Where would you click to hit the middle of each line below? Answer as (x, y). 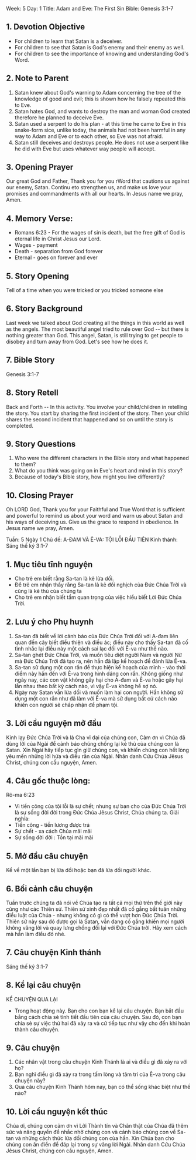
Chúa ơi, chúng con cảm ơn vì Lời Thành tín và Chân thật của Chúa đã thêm (97, 1126)
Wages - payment (36, 245)
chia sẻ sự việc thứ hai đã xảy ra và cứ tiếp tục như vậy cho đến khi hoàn (102, 1023)
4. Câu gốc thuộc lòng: (48, 781)
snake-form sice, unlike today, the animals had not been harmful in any (100, 130)
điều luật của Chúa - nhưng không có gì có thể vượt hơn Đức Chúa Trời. (92, 915)
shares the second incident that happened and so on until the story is (90, 419)
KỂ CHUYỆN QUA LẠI (32, 999)
